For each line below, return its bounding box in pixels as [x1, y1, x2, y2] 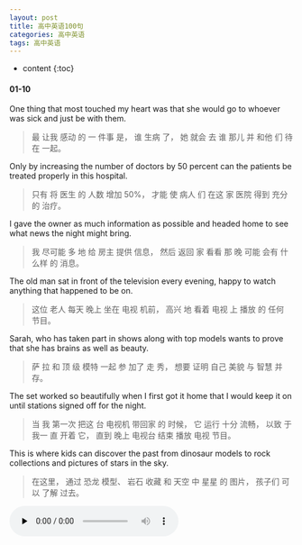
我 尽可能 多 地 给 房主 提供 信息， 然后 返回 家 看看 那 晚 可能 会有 [31, 247, 279, 258]
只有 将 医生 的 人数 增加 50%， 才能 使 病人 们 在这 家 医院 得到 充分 [31, 189, 288, 200]
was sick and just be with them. [9, 114, 126, 124]
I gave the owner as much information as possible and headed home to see [9, 218, 289, 230]
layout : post [9, 13, 59, 23]
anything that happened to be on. [9, 286, 133, 296]
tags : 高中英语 [9, 38, 61, 48]
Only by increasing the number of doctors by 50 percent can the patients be [9, 161, 292, 172]
